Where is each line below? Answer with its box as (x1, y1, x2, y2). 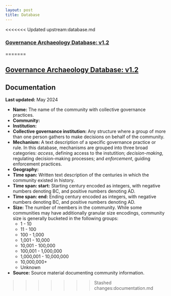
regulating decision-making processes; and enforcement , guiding (12, 156, 151, 161)
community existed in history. (12, 177, 75, 183)
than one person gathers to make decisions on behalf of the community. (12, 134, 165, 140)
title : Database (5, 12, 40, 17)
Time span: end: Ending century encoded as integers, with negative (12, 194, 157, 200)
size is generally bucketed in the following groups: (12, 216, 118, 221)
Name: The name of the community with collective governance (12, 107, 146, 113)
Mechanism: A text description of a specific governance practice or (12, 139, 156, 145)
